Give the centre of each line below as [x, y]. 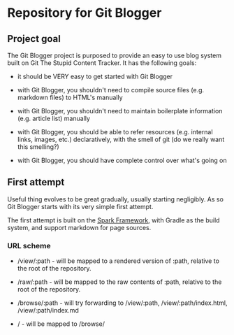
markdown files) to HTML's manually [70, 97]
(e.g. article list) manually [54, 118]
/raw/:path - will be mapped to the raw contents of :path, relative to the [119, 282]
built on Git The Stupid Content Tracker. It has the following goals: [102, 63]
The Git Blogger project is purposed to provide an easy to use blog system [115, 55]
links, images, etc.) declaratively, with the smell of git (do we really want [121, 139]
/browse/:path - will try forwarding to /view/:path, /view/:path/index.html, [122, 303]
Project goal [34, 39]
